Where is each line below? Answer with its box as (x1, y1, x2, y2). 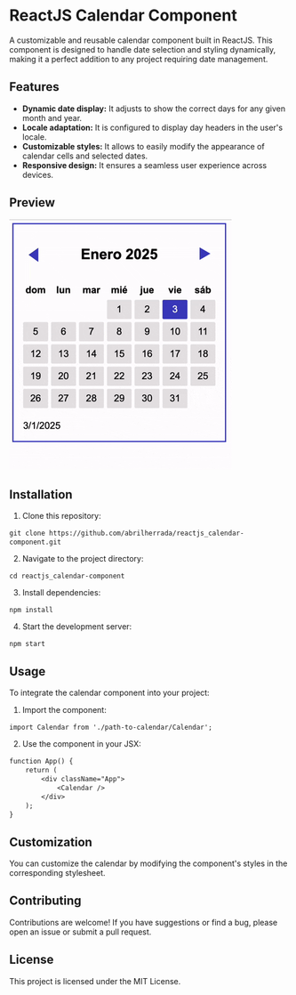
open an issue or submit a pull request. (9, 926, 152, 937)
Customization (9, 834, 93, 850)
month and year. (21, 112, 83, 123)
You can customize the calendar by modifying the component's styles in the (9, 858, 288, 869)
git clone (9, 529, 46, 538)
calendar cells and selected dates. (21, 150, 148, 161)
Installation (9, 487, 73, 502)
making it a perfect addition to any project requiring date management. (9, 53, 268, 64)
